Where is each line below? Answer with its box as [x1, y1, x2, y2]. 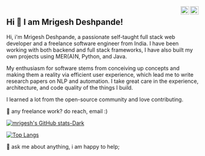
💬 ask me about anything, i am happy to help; [6, 143, 120, 150]
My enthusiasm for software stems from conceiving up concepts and [6, 64, 180, 72]
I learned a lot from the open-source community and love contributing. [6, 96, 184, 103]
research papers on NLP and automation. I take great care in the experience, [6, 77, 199, 85]
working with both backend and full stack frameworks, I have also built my [6, 46, 193, 54]
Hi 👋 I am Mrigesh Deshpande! [6, 17, 123, 27]
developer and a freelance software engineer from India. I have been [6, 40, 179, 47]
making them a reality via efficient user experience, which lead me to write [6, 71, 194, 78]
